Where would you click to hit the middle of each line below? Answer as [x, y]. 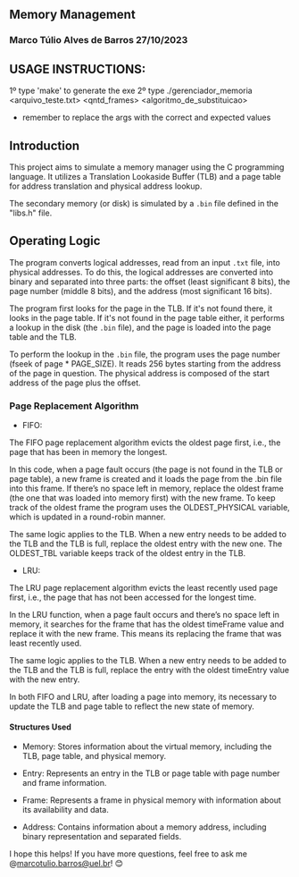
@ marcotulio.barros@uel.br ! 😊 [66, 864]
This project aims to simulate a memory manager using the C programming [147, 167]
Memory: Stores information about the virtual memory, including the [147, 746]
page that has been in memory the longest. [88, 452]
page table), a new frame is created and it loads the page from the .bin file [146, 479]
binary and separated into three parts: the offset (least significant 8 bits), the [150, 282]
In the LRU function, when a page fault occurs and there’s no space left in [144, 615]
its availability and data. [65, 810]
